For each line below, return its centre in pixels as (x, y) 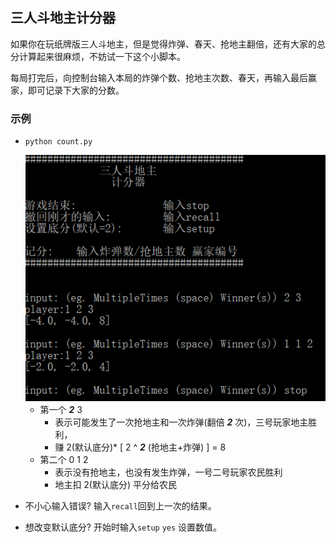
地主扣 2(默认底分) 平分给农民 (116, 485)
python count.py (58, 142)
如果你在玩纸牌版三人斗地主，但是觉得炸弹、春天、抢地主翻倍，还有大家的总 (168, 44)
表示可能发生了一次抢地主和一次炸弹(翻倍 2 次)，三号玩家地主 (181, 422)
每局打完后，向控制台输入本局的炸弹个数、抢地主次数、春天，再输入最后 (159, 77)
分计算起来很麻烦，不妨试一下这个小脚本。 (98, 56)
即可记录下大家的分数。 (76, 90)
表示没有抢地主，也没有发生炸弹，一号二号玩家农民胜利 (168, 472)
